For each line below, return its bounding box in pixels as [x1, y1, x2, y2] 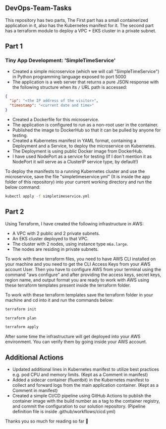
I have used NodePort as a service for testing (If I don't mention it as [12, 153, 152, 159]
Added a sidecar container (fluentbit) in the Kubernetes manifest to [12, 377, 150, 383]
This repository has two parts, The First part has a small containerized [5, 17, 149, 23]
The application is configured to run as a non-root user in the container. [12, 122, 159, 128]
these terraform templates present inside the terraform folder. [5, 282, 131, 288]
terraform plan [5, 315, 37, 321]
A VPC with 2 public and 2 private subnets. [12, 230, 100, 236]
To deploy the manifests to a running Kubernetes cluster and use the [5, 168, 145, 174]
